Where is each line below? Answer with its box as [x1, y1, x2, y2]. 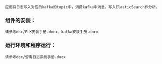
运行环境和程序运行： [5, 42, 56, 49]
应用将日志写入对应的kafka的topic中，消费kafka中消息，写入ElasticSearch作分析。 [5, 4, 160, 9]
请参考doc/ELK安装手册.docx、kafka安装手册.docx [5, 29, 99, 35]
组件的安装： [5, 17, 36, 24]
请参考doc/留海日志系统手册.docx [5, 54, 66, 60]
